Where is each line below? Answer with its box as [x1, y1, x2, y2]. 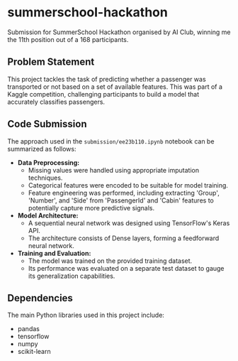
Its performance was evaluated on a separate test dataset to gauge [28, 264, 225, 272]
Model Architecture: [17, 211, 79, 220]
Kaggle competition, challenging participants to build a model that [7, 90, 200, 98]
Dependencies [7, 292, 73, 304]
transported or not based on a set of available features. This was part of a [7, 82, 223, 91]
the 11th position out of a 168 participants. [7, 35, 129, 43]
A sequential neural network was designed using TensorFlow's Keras [28, 218, 230, 227]
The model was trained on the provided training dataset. [28, 257, 193, 265]
